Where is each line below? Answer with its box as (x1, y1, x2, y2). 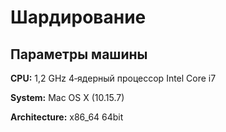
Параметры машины (10, 46, 148, 63)
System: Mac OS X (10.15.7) (10, 92, 125, 103)
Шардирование (10, 6, 147, 29)
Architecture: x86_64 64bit (10, 111, 124, 123)
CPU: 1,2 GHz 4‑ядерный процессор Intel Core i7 (10, 72, 217, 84)
